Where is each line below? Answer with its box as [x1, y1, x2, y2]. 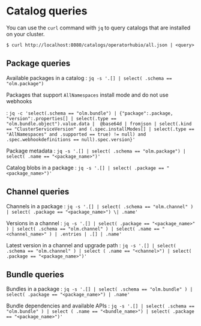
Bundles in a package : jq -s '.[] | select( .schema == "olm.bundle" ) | [6, 285, 193, 292]
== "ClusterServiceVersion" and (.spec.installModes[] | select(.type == [6, 126, 195, 132]
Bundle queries [6, 269, 64, 280]
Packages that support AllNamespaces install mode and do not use [6, 91, 169, 98]
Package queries [6, 58, 71, 68]
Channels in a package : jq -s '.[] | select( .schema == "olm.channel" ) [6, 202, 194, 210]
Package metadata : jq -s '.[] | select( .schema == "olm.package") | [6, 147, 186, 154]
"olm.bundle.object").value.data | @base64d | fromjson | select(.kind [6, 121, 192, 127]
